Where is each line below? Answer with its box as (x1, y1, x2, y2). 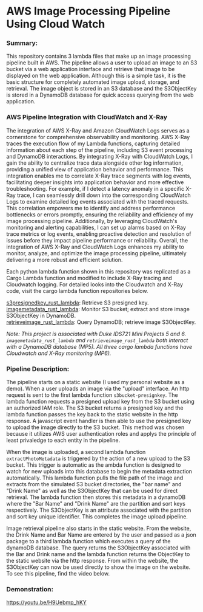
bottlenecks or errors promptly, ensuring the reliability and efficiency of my (6, 211, 194, 218)
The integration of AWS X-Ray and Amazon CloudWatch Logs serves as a (6, 126, 190, 134)
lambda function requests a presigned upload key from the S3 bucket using (6, 398, 195, 405)
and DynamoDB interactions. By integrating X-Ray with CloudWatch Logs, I (6, 153, 193, 160)
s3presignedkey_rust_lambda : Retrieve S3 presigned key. (6, 299, 150, 306)
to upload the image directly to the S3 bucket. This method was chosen (6, 424, 185, 431)
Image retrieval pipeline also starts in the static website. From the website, (6, 524, 191, 532)
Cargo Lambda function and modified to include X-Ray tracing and (6, 274, 173, 281)
